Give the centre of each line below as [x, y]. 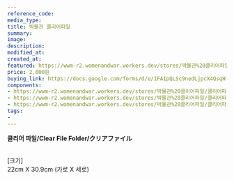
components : [24, 85]
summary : [20, 33]
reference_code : [31, 14]
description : [26, 46]
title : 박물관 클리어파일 [39, 27]
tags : [15, 111]
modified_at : [26, 53]
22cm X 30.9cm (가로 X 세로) [48, 169]
